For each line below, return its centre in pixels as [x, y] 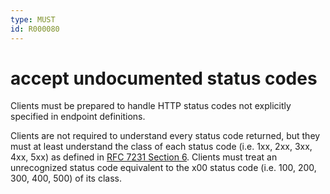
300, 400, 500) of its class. [66, 178]
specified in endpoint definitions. [78, 117]
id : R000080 [35, 29]
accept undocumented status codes [164, 78]
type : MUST [33, 19]
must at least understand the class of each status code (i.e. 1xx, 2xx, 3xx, [161, 147]
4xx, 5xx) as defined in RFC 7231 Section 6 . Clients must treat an [144, 157]
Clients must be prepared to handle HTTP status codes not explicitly [151, 106]
